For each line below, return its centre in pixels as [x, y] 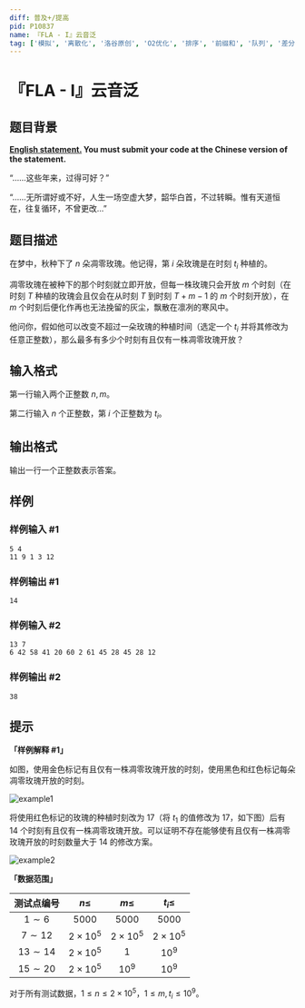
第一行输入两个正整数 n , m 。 [62, 394]
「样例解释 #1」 [39, 750]
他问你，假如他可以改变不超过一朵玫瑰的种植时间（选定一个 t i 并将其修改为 [149, 327]
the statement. [38, 159]
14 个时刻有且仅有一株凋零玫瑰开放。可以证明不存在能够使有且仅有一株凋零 [150, 831]
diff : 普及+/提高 [39, 18]
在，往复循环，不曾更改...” [58, 209]
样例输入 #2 [35, 625]
